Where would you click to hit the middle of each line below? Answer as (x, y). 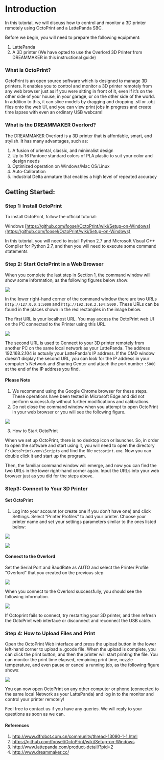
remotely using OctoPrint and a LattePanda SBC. (54, 28)
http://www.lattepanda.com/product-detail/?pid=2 (63, 747)
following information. (27, 597)
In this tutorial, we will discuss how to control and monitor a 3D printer (76, 23)
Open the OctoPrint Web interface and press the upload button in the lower (81, 644)
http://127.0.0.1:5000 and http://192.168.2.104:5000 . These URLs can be (82, 304)
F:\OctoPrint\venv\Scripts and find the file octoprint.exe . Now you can (78, 450)
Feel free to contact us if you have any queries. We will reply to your (74, 709)
